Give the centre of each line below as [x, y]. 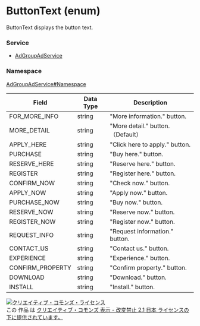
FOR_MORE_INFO [34, 116]
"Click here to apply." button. [150, 144]
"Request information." [142, 231]
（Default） [126, 134]
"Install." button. [132, 287]
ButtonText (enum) [53, 11]
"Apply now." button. [139, 192]
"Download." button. [138, 277]
